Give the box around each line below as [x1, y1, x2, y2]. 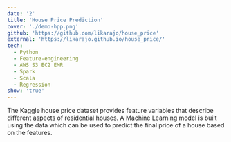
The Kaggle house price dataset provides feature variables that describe [7, 107, 214, 115]
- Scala [13, 74, 36, 82]
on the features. [7, 129, 53, 137]
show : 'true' [7, 87, 45, 94]
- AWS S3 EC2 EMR [13, 62, 64, 69]
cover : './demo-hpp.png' [7, 23, 79, 30]
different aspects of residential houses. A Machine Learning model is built [7, 114, 217, 122]
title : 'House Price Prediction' [7, 17, 104, 24]
